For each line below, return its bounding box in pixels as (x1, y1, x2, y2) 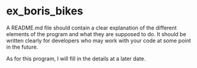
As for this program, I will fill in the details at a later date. (6, 55, 146, 62)
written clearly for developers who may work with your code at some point (6, 37, 192, 44)
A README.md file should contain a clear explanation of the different (6, 24, 177, 31)
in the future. (6, 43, 39, 51)
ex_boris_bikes (6, 4, 83, 18)
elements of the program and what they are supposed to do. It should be (6, 30, 187, 37)
